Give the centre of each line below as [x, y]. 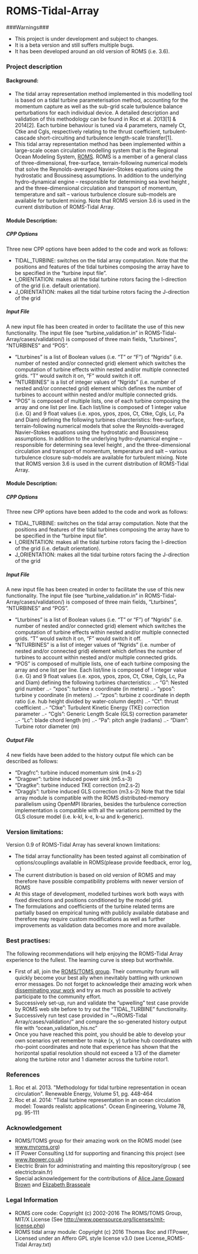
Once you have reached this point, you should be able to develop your [100, 1034]
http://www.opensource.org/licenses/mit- [115, 1219]
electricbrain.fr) [34, 1172]
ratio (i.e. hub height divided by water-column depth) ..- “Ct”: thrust [97, 701]
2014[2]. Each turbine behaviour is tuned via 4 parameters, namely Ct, [100, 125]
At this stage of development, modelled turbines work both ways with [99, 894]
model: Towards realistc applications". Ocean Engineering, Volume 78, [100, 1106]
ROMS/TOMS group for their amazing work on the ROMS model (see [98, 1141]
